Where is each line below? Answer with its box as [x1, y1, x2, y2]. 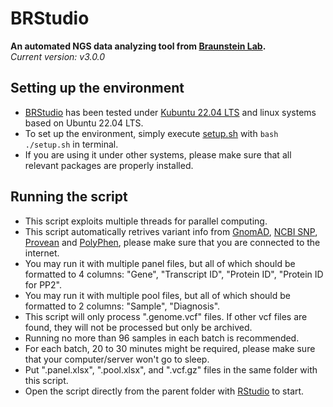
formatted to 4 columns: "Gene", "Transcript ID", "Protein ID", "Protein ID [24, 268, 324, 280]
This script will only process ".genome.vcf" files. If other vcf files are [24, 310, 308, 322]
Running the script [10, 188, 128, 206]
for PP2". [24, 278, 62, 291]
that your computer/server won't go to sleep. [24, 353, 210, 365]
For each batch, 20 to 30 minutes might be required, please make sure [24, 342, 316, 354]
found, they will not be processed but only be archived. [24, 321, 253, 333]
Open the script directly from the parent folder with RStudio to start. [24, 385, 305, 397]
